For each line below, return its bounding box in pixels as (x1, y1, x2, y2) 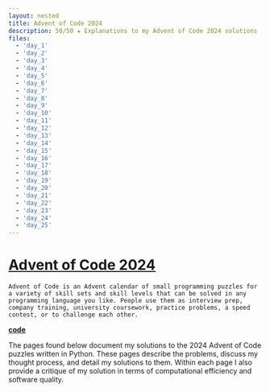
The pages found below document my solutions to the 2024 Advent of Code (8, 340, 262, 350)
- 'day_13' (15, 131, 52, 139)
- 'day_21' (15, 191, 52, 200)
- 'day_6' (15, 79, 48, 87)
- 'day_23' (15, 206, 52, 214)
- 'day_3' (15, 57, 48, 65)
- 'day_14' (15, 138, 52, 147)
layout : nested (8, 11, 60, 20)
